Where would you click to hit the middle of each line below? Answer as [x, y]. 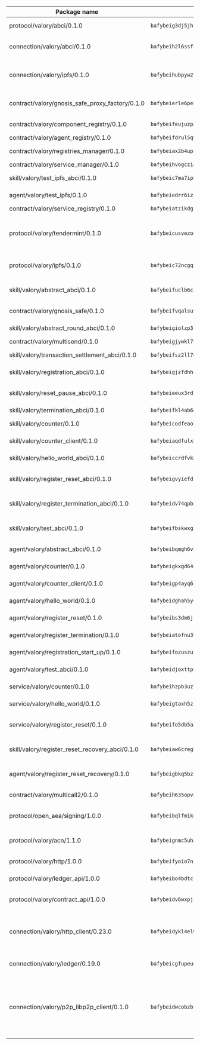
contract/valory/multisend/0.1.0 [54, 341]
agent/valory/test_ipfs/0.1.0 [48, 195]
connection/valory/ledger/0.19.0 [55, 963]
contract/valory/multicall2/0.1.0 [54, 795]
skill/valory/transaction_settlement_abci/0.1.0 [73, 355]
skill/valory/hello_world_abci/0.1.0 [57, 458]
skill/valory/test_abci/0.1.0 [46, 528]
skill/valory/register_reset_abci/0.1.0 [60, 479]
